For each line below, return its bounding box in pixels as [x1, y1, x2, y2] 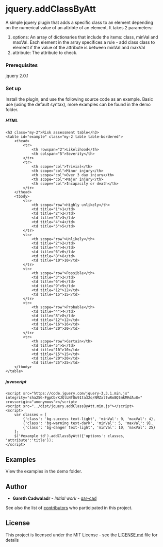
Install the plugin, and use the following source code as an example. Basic [5, 96, 153, 102]
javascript [5, 379, 27, 385]
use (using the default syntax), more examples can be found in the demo [5, 101, 151, 107]
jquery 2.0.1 [5, 73, 29, 79]
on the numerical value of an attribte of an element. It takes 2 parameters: [5, 24, 153, 30]
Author [5, 482, 27, 490]
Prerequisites [5, 62, 38, 69]
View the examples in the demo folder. [5, 469, 82, 474]
